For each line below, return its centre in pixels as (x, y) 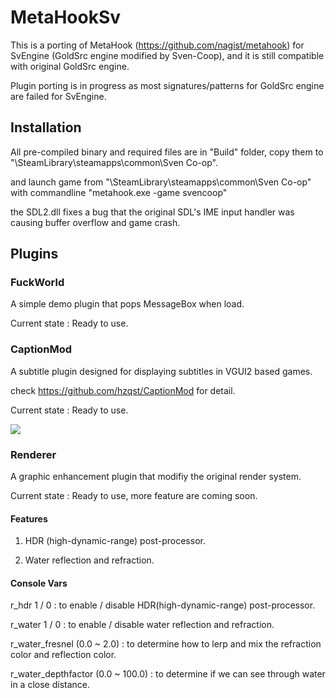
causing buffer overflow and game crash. (95, 222)
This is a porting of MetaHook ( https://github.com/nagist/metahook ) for (157, 45)
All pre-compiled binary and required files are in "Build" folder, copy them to (167, 152)
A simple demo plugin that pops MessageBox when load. (127, 304)
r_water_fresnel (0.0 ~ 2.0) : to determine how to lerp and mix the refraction (166, 644)
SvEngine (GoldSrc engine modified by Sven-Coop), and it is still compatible (167, 55)
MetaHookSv (66, 17)
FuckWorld (37, 283)
